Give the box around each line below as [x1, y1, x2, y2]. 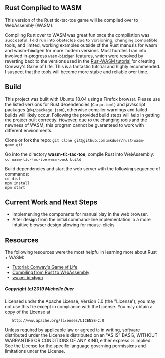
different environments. [5, 127, 53, 133]
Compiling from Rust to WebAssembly [12, 269, 90, 276]
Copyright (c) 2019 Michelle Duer [5, 286, 75, 292]
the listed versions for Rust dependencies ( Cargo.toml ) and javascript [5, 101, 146, 107]
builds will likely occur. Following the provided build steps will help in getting [5, 112, 160, 118]
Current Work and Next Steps [5, 199, 98, 207]
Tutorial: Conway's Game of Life [12, 264, 78, 270]
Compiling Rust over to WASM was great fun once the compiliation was [5, 32, 150, 38]
